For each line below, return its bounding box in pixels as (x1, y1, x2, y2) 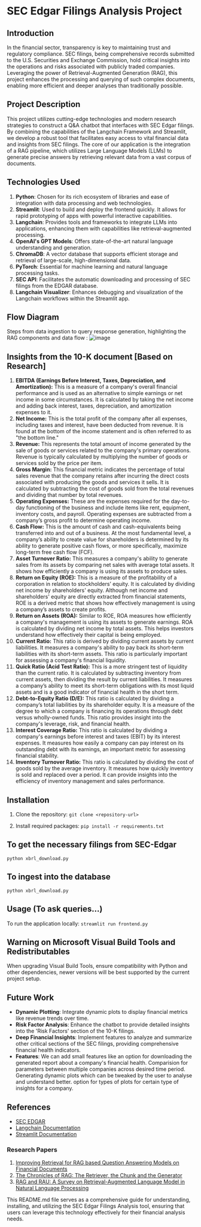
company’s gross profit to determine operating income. (15, 517, 151, 524)
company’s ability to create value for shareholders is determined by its (15, 536, 189, 543)
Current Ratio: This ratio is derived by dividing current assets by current (15, 637, 194, 645)
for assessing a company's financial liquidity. (15, 657, 127, 664)
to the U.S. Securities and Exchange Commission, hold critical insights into (7, 57, 190, 63)
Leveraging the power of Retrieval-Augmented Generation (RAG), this (7, 69, 178, 76)
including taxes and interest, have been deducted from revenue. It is (15, 421, 184, 429)
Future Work (7, 992, 54, 1003)
